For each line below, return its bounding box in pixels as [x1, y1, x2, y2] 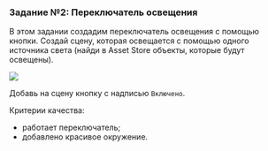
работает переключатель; [21, 122, 121, 133]
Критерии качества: [9, 105, 86, 116]
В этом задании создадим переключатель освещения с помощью [9, 26, 259, 37]
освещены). [9, 55, 54, 65]
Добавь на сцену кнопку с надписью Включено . [9, 88, 186, 99]
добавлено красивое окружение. [21, 132, 149, 142]
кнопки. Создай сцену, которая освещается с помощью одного [9, 35, 249, 46]
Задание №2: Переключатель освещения [9, 6, 198, 19]
